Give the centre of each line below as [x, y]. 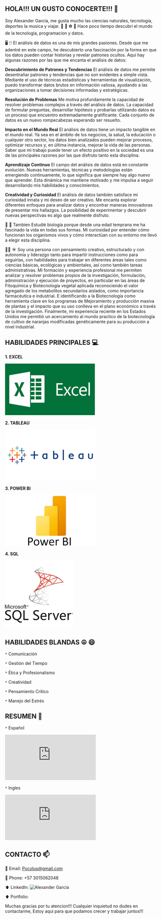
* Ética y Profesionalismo [30, 673]
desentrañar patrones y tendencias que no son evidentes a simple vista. [77, 74]
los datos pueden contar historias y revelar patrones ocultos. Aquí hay [75, 55]
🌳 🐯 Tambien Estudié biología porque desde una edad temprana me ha [75, 225]
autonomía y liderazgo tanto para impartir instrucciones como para [72, 255]
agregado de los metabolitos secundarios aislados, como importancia [74, 290]
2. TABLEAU [17, 423]
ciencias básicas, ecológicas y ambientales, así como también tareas [74, 265]
